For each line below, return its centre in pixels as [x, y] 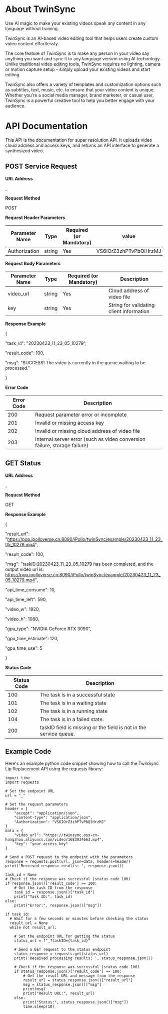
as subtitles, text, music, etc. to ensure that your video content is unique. [80, 89]
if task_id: [17, 915]
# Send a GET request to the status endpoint [62, 950]
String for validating [131, 305]
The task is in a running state [73, 711]
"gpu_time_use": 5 [24, 648]
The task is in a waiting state [73, 703]
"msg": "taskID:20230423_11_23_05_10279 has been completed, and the [79, 564]
